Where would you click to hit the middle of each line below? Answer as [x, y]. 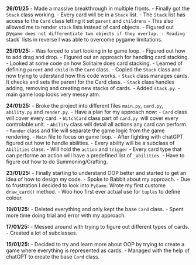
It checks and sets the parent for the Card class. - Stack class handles [90, 82]
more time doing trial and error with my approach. [66, 215]
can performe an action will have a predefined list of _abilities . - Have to [95, 155]
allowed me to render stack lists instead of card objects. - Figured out [90, 27]
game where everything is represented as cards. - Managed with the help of [98, 250]
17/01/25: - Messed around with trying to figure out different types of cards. [98, 227]
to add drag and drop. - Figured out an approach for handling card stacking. [97, 57]
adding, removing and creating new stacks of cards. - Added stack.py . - [93, 88]
